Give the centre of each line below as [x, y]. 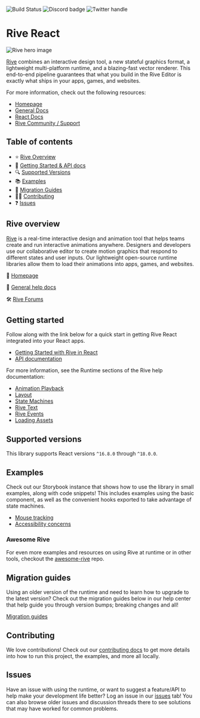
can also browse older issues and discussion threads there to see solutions [99, 702]
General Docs [32, 110]
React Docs [29, 116]
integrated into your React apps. [46, 341]
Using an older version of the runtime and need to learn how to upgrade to [98, 592]
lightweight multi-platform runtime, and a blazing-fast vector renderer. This [99, 68]
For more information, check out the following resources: [76, 92]
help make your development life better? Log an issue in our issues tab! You [99, 696]
